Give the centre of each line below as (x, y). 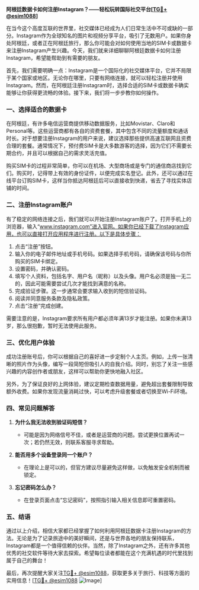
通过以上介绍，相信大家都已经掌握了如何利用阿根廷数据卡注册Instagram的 (96, 531)
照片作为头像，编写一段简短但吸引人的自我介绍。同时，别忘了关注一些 (102, 363)
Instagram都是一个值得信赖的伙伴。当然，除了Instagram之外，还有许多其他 (98, 546)
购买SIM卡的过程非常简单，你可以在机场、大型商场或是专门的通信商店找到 (97, 166)
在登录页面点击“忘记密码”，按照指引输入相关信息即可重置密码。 (101, 500)
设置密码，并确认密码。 (43, 269)
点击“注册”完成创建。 (41, 305)
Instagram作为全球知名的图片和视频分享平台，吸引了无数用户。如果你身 (104, 36)
